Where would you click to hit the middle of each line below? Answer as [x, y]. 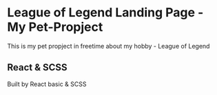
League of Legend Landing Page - [105, 13]
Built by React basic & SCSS [47, 84]
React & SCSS [37, 67]
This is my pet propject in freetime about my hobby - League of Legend [108, 46]
